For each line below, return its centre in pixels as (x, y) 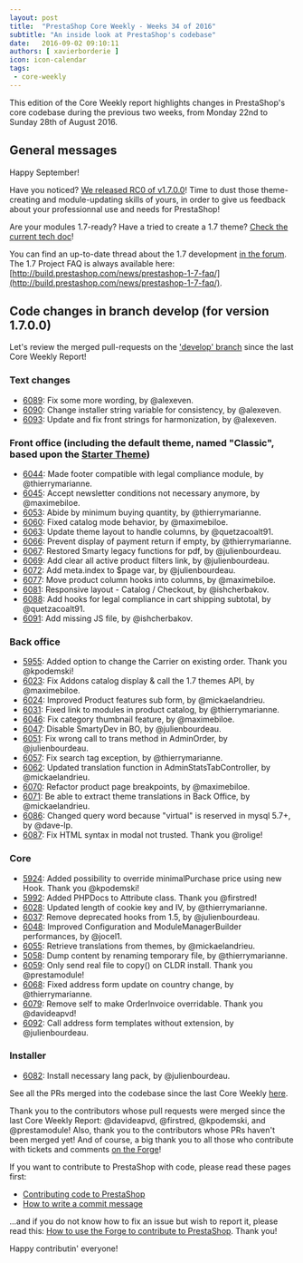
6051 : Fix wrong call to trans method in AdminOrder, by (125, 739)
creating (25, 199)
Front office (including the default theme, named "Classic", (142, 442)
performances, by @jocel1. (72, 936)
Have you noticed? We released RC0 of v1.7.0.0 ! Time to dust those (134, 189)
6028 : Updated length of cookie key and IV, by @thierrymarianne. (145, 907)
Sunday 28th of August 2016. (64, 121)
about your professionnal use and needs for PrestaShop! (114, 209)
